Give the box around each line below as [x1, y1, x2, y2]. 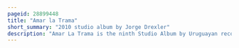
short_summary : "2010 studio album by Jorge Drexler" [7, 23, 171, 30]
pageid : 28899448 [7, 10, 59, 18]
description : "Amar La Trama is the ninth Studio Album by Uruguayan [7, 30, 218, 37]
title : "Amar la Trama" [7, 17, 78, 24]
